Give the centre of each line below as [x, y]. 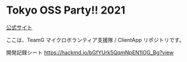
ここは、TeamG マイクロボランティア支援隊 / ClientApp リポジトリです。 [95, 40]
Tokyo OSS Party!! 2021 [66, 10]
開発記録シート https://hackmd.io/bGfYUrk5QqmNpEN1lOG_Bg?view [90, 52]
